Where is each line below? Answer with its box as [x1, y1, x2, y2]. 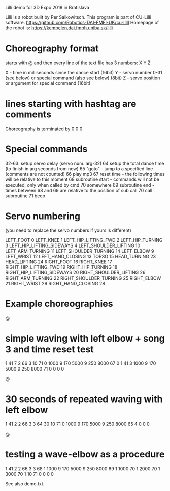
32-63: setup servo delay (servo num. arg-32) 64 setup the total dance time [5, 160, 164, 166]
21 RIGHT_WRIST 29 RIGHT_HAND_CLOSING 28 [5, 280, 106, 286]
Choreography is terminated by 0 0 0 [5, 126, 83, 132]
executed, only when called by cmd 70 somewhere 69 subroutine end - [5, 181, 155, 188]
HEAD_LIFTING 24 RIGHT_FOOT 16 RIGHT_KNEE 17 [5, 259, 113, 265]
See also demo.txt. [5, 480, 45, 487]
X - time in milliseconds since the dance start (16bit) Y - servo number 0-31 [5, 69, 162, 75]
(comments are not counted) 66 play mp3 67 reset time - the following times [5, 171, 165, 177]
